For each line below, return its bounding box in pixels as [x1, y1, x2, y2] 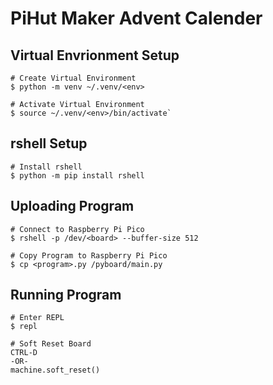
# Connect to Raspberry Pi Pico [10, 224, 145, 234]
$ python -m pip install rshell [10, 170, 145, 181]
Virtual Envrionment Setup [10, 47, 180, 64]
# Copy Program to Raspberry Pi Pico [10, 250, 168, 261]
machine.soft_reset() [10, 365, 101, 376]
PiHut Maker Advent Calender [10, 7, 263, 30]
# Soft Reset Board [10, 339, 92, 349]
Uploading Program [10, 198, 135, 215]
